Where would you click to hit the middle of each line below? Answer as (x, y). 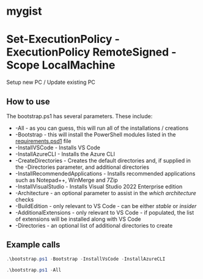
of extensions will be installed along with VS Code (78, 219)
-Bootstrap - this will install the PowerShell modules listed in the (95, 134)
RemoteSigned (131, 52)
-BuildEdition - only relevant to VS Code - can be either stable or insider (106, 206)
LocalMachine (79, 65)
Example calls (33, 245)
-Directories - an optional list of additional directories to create (94, 225)
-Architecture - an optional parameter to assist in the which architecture (106, 193)
